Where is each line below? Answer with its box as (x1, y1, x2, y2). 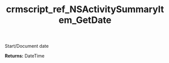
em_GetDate (59, 14, 111, 26)
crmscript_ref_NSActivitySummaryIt (6, 4, 164, 15)
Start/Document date (5, 43, 49, 49)
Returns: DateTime (5, 53, 45, 59)
